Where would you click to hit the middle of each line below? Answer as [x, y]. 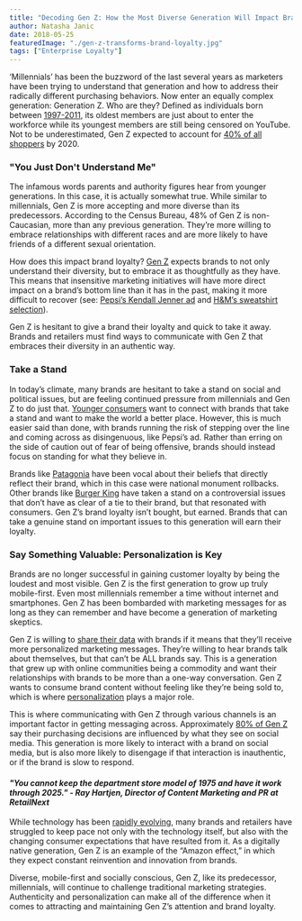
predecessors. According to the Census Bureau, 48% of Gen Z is [129, 215]
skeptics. [26, 622]
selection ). [29, 310]
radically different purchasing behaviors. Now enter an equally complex [142, 96]
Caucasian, [30, 225]
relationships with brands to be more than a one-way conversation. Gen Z [146, 678]
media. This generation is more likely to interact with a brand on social [139, 743]
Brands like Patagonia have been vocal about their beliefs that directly [138, 473]
